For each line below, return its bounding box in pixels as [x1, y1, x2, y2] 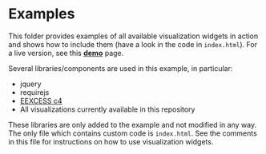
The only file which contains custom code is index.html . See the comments [8, 128, 258, 138]
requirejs [19, 87, 50, 97]
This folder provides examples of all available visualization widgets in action [8, 31, 259, 41]
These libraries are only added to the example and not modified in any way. [8, 120, 257, 129]
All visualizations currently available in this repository [19, 105, 195, 114]
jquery [19, 79, 42, 89]
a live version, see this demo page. [8, 48, 124, 57]
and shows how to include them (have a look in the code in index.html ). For [8, 39, 258, 49]
